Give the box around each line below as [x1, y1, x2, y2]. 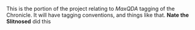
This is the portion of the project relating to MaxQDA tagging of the [6, 5, 175, 12]
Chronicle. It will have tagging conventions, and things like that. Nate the [6, 11, 189, 19]
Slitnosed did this [6, 18, 51, 25]
